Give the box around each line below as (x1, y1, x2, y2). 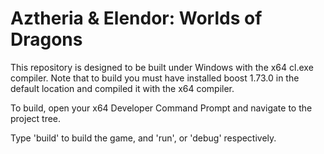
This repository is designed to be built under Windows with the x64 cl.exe (10, 61, 314, 73)
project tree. (10, 112, 62, 124)
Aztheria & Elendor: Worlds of (10, 7, 263, 30)
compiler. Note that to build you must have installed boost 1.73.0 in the (10, 72, 300, 84)
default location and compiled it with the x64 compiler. (10, 82, 235, 94)
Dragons (10, 28, 83, 51)
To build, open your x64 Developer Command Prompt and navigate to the (10, 102, 313, 114)
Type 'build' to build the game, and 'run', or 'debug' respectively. (10, 132, 277, 144)
